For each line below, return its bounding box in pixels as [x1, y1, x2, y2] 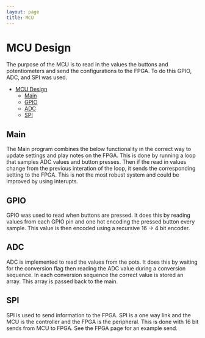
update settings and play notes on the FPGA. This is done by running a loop [6, 152, 196, 159]
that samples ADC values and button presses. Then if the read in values [6, 158, 187, 166]
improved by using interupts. [6, 178, 78, 185]
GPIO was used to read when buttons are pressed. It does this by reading [6, 211, 191, 219]
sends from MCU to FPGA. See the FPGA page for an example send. [6, 324, 178, 332]
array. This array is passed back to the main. [6, 278, 118, 285]
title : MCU [6, 15, 34, 21]
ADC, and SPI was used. [6, 74, 68, 81]
